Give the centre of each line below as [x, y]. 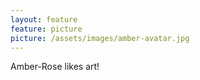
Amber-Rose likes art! [55, 67]
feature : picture [46, 29]
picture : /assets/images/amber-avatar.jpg [100, 38]
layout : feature [44, 19]
